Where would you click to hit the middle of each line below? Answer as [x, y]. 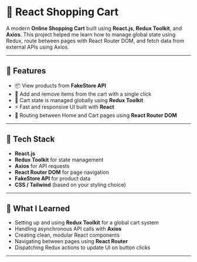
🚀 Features [26, 71]
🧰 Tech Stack [30, 140]
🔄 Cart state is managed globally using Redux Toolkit [79, 100]
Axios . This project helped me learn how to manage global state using [91, 34]
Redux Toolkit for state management [59, 159]
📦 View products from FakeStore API [60, 85]
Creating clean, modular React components [67, 235]
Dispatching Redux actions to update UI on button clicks [82, 248]
